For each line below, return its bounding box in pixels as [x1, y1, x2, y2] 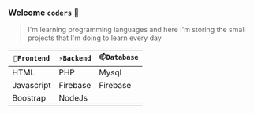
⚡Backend [58, 54, 92, 63]
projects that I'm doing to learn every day [27, 33, 162, 42]
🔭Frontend [13, 54, 50, 63]
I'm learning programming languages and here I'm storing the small [27, 25, 246, 35]
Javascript [12, 80, 51, 91]
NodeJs [58, 93, 88, 104]
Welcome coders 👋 [8, 7, 80, 18]
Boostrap [12, 93, 47, 104]
